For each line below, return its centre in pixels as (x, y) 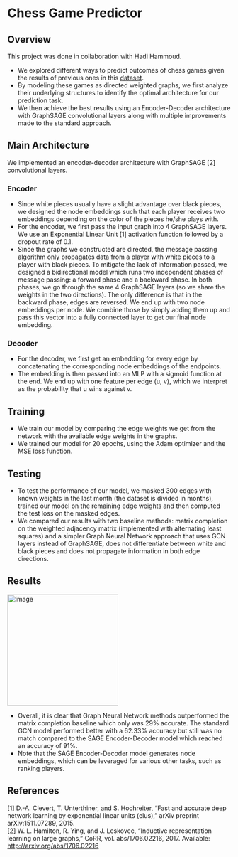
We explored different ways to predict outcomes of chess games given (121, 70)
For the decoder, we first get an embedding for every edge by (108, 359)
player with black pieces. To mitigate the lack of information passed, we (122, 265)
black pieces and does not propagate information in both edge (109, 551)
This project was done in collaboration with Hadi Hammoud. (95, 56)
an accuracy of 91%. (47, 745)
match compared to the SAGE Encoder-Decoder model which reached (120, 738)
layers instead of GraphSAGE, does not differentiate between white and (121, 544)
